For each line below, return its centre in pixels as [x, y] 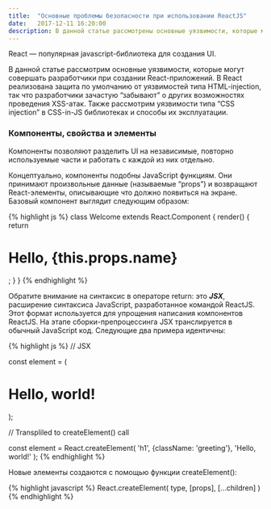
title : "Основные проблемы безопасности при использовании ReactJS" [128, 16]
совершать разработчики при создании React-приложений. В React [125, 78]
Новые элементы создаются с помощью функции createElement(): [123, 472]
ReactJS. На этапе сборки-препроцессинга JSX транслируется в [121, 322]
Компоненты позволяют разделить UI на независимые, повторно [121, 151]
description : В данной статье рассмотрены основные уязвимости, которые [133, 31]
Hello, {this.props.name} [93, 257]
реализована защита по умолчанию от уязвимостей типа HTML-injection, [135, 86]
